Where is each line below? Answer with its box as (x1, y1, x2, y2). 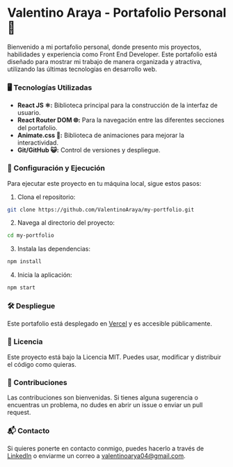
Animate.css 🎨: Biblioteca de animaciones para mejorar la (17, 131, 184, 140)
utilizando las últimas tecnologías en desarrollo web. (7, 65, 158, 73)
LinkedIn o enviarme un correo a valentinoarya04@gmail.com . (7, 452, 186, 460)
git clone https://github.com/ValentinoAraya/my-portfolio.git (7, 206, 195, 213)
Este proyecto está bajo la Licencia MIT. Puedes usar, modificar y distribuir (7, 353, 221, 361)
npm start (7, 284, 36, 292)
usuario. (17, 109, 41, 117)
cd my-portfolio (7, 232, 54, 239)
